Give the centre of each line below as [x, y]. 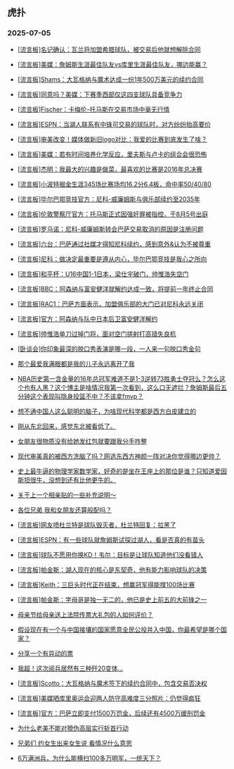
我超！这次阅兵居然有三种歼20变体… [70, 668]
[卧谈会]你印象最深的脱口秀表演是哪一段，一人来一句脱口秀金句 [109, 349]
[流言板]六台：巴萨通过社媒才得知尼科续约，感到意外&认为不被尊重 [114, 244]
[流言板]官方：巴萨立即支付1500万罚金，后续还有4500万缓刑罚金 [111, 713]
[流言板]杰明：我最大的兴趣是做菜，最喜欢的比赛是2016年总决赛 [110, 169]
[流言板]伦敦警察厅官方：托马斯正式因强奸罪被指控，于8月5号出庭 [113, 214]
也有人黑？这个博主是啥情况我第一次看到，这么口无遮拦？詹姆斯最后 [122, 387]
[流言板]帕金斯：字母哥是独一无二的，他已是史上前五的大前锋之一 [112, 599]
